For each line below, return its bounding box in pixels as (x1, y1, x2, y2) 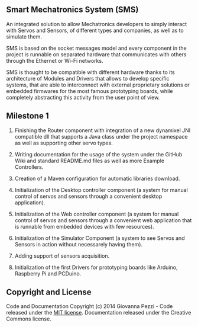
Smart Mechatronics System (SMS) (6, 5, 139, 15)
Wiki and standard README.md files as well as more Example (14, 157, 164, 164)
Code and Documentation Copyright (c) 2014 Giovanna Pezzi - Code (6, 303, 173, 310)
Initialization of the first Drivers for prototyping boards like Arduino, (14, 264, 178, 271)
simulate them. (6, 33, 43, 40)
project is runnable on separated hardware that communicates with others (6, 50, 187, 58)
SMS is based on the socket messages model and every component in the (6, 44, 187, 52)
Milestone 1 (6, 111, 49, 121)
